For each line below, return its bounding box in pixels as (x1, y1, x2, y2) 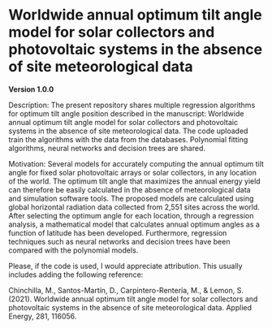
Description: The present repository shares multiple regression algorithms (8, 100, 256, 110)
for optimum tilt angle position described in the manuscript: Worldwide (8, 108, 244, 119)
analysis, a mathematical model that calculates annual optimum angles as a (8, 219, 260, 229)
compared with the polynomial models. (8, 245, 139, 255)
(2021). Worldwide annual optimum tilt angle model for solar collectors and (8, 294, 258, 304)
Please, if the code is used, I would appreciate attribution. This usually (8, 261, 243, 271)
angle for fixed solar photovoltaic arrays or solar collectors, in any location (8, 167, 257, 177)
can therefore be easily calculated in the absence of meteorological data (8, 184, 251, 194)
